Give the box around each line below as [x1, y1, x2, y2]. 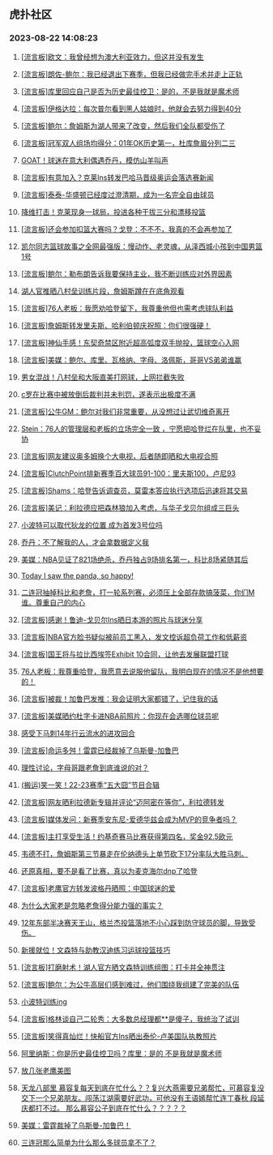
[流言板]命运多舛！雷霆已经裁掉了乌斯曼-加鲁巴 [20, 745, 179, 755]
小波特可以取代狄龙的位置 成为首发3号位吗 [20, 520, 163, 529]
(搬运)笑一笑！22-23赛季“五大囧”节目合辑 [20, 780, 160, 789]
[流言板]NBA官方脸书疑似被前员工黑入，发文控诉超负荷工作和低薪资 [20, 631, 248, 642]
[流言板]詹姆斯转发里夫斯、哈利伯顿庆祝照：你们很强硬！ [20, 320, 211, 330]
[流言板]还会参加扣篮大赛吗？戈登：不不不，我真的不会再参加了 [20, 224, 233, 233]
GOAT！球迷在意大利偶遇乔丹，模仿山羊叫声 [20, 155, 168, 165]
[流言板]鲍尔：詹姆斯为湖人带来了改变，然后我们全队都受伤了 [20, 121, 226, 130]
